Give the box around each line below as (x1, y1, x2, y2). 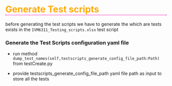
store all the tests (12, 76, 50, 82)
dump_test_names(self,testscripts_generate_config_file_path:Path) (12, 56, 160, 62)
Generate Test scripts (5, 4, 99, 15)
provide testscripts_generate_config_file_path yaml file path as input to (12, 70, 162, 77)
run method (12, 51, 37, 57)
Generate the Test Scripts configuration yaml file (5, 39, 129, 46)
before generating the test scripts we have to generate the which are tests (5, 21, 162, 27)
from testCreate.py (12, 61, 53, 67)
